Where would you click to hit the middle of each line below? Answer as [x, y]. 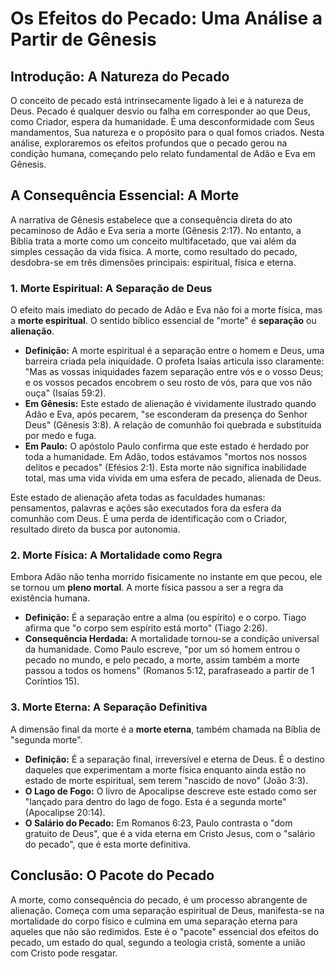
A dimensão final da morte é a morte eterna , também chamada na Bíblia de [165, 729]
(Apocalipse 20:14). [65, 812]
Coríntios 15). [52, 681]
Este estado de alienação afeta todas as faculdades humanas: [138, 498]
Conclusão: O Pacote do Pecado [112, 875]
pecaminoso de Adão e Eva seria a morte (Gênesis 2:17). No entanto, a [156, 230]
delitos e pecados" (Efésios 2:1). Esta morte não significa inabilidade [165, 468]
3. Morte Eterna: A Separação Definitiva [109, 707]
